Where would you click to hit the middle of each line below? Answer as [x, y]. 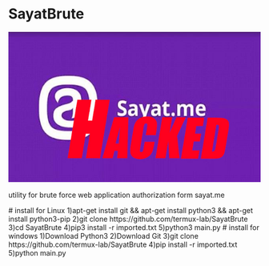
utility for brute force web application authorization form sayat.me [117, 195]
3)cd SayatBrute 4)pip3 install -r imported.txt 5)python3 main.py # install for [134, 227]
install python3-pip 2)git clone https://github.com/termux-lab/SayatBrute [128, 219]
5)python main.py [37, 252]
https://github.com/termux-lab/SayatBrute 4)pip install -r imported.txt [123, 244]
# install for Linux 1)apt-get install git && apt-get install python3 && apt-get [131, 210]
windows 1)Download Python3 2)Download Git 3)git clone [103, 236]
